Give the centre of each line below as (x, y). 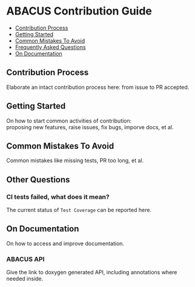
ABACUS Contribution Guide (79, 11)
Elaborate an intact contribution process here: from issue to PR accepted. (98, 87)
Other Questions (38, 179)
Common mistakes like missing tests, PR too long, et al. (75, 161)
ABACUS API (25, 259)
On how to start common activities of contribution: (69, 121)
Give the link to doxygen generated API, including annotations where (92, 272)
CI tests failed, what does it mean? (58, 196)
